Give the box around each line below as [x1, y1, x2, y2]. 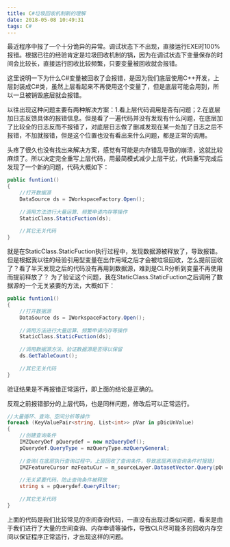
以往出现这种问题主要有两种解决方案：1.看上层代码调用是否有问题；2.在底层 [7, 105, 221, 114]
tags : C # [7, 23, 32, 29]
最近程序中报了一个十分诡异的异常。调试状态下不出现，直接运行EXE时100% [7, 42, 220, 51]
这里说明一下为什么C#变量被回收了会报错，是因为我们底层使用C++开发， [7, 74, 214, 82]
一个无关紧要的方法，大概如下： [25, 281, 115, 290]
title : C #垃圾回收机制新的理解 [7, 10, 86, 17]
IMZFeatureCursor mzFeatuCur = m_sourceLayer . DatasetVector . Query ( [19, 463, 216, 471]
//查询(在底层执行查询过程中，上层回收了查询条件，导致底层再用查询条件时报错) [19, 457, 216, 464]
